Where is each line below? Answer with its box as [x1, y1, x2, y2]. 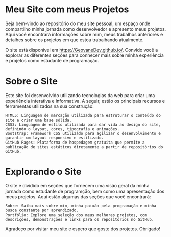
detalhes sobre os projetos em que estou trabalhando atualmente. [5, 37, 144, 43]
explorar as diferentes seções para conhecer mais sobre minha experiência [5, 52, 164, 58]
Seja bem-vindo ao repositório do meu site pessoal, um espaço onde [5, 20, 151, 27]
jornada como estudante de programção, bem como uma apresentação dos [5, 188, 165, 194]
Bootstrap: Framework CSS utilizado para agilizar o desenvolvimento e [5, 131, 161, 136]
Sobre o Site [5, 76, 58, 87]
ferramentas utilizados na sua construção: [5, 103, 94, 109]
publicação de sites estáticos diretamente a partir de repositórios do [5, 144, 163, 149]
